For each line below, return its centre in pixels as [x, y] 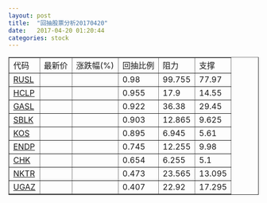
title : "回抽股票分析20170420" [58, 23]
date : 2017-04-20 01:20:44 [56, 30]
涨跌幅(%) [95, 66]
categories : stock [39, 38]
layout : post [30, 16]
